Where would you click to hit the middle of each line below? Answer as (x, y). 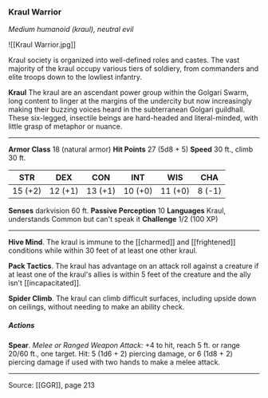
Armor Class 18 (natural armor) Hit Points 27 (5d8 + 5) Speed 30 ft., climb (131, 149)
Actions (22, 325)
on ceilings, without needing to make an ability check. (97, 307)
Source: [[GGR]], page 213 (52, 385)
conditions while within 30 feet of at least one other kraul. (103, 250)
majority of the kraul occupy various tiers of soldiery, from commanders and (134, 69)
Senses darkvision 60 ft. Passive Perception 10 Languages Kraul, (117, 211)
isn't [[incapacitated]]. (45, 283)
